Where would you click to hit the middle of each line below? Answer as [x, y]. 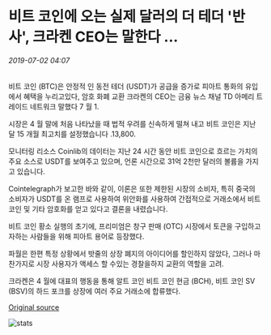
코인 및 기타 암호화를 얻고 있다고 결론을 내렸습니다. [88, 209]
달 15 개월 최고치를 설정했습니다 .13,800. [72, 134]
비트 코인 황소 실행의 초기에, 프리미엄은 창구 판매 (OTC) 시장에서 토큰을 [121, 226]
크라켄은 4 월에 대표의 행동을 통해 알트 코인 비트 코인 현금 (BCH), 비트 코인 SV [132, 281]
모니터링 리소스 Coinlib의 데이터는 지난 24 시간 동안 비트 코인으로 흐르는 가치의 [133, 152]
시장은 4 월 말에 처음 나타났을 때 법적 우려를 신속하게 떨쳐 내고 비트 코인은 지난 [132, 124]
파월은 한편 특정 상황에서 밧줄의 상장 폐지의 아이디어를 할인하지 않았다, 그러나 [130, 254]
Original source [34, 307]
